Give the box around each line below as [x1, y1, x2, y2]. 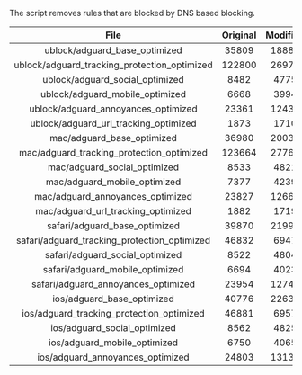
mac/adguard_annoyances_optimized [34, 191, 193, 202]
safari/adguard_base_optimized [46, 219, 181, 232]
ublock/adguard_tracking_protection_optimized [13, 58, 213, 71]
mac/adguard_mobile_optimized [45, 175, 182, 188]
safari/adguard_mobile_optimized [42, 263, 184, 275]
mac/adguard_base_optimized [49, 132, 178, 144]
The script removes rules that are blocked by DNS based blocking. [9, 8, 256, 18]
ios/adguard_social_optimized [50, 322, 177, 334]
